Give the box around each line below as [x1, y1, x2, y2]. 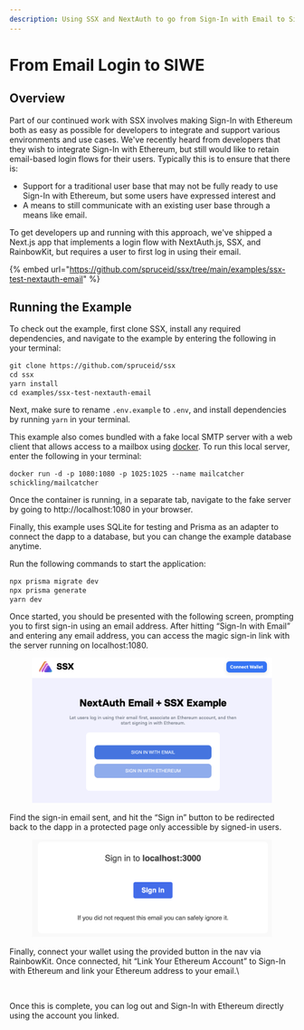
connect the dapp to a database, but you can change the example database [9, 531, 292, 543]
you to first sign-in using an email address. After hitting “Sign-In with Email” [9, 621, 291, 631]
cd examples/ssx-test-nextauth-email [9, 389, 152, 398]
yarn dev [9, 595, 43, 604]
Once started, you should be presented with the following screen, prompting [9, 611, 294, 622]
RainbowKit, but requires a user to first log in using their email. [9, 245, 242, 257]
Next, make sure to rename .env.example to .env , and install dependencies [9, 404, 287, 416]
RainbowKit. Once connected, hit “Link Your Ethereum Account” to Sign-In [9, 956, 287, 967]
